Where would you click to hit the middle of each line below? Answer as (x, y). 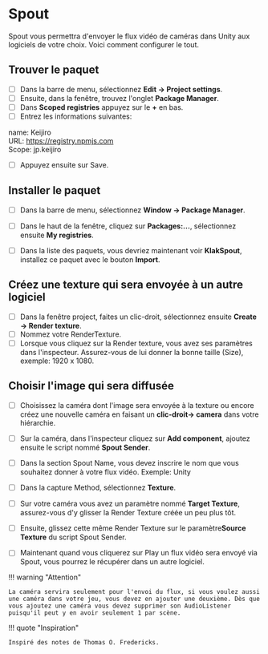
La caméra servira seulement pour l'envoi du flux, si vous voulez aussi (134, 592)
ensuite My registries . (57, 235)
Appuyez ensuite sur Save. (64, 165)
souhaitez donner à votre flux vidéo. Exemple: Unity (105, 472)
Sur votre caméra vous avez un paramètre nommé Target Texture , (130, 504)
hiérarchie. (38, 422)
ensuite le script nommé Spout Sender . (85, 447)
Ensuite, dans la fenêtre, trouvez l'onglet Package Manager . (119, 98)
